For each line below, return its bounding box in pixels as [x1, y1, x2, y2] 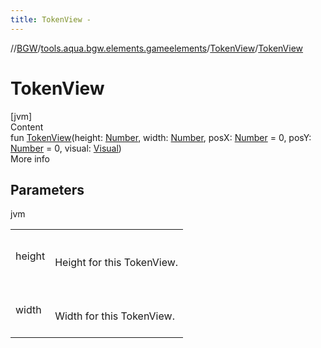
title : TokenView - [10, 14, 92, 25]
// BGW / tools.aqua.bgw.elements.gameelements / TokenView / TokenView [10, 42, 304, 54]
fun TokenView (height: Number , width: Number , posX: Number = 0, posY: [10, 131, 312, 143]
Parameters [10, 181, 85, 198]
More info [10, 152, 51, 165]
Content [10, 121, 44, 133]
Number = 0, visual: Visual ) [10, 142, 122, 154]
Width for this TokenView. [54, 309, 175, 323]
